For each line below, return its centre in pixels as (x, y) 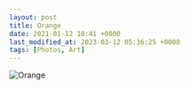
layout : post (33, 17)
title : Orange (35, 26)
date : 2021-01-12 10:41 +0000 (65, 33)
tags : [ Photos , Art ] (47, 50)
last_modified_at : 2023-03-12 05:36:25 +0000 (94, 42)
